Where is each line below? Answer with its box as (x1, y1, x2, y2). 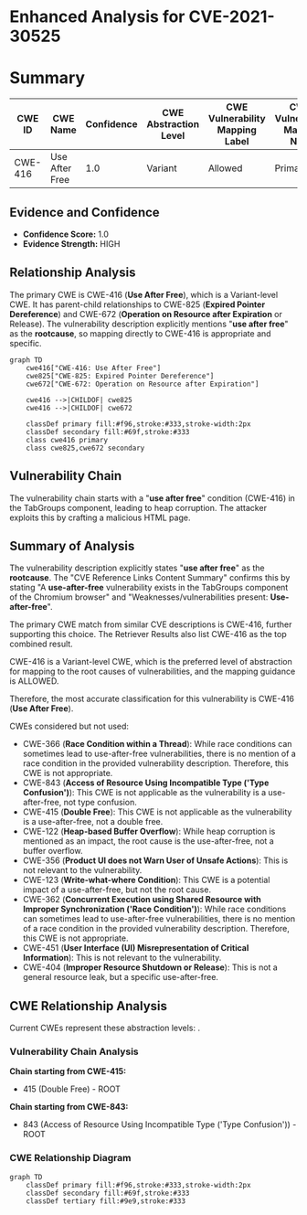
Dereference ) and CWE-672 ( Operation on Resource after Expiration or (9, 308, 283, 319)
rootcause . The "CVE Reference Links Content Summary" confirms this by (9, 572, 291, 583)
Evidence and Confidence (9, 204, 160, 220)
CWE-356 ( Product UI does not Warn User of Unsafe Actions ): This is (22, 855, 289, 866)
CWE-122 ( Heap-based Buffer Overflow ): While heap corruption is (22, 826, 276, 837)
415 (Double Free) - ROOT (22, 1083, 121, 1094)
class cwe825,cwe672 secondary (26, 443, 145, 453)
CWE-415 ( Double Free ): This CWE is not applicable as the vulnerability (22, 806, 292, 817)
